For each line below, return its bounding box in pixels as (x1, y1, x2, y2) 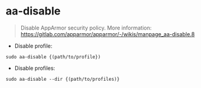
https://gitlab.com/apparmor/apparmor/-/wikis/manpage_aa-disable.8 (20, 30, 195, 37)
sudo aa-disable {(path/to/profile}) (5, 54, 101, 60)
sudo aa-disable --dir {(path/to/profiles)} (5, 76, 120, 82)
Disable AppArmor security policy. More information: (20, 24, 152, 31)
